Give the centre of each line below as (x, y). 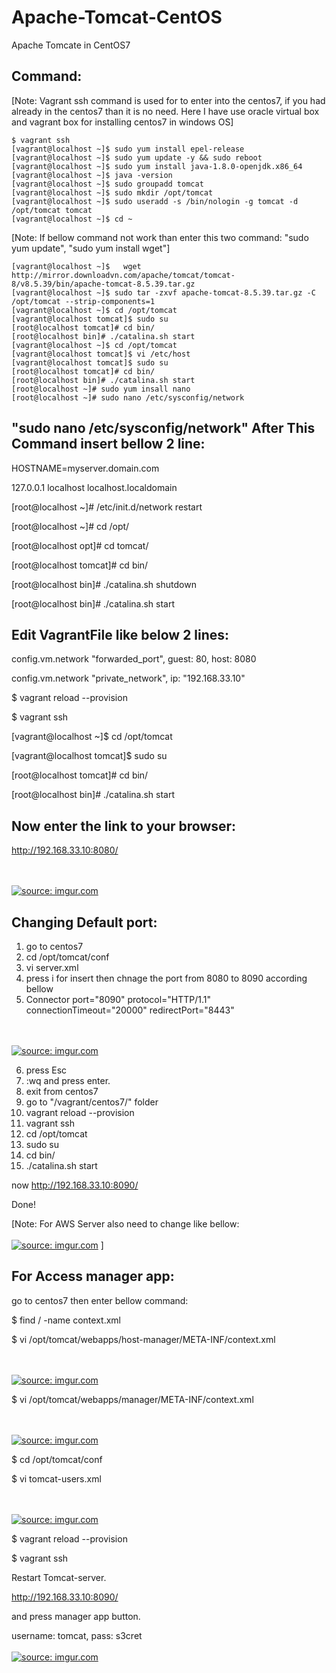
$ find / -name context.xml (66, 1320)
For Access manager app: (93, 1276)
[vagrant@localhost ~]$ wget (76, 266)
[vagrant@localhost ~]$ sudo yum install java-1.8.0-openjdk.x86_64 (157, 166)
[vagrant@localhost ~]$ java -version (92, 175)
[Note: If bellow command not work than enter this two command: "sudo (160, 237)
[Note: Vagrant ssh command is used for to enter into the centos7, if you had (168, 100)
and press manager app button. (76, 1616)
